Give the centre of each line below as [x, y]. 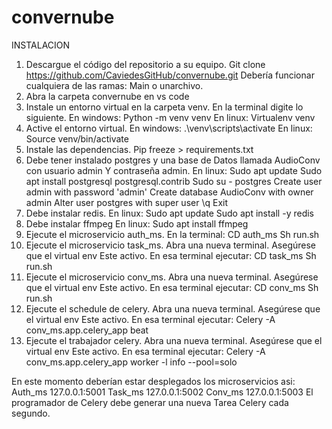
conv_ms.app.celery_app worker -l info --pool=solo [131, 362]
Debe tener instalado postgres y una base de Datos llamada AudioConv [173, 160]
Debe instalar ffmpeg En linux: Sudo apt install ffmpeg [137, 223]
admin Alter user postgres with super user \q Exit [126, 202]
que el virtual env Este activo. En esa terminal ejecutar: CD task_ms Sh [171, 255]
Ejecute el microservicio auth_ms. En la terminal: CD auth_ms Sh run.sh [172, 234]
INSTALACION [41, 45]
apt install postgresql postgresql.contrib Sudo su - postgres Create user [174, 181]
